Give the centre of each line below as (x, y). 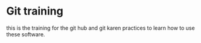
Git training (35, 11)
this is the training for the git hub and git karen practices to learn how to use (101, 28)
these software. (26, 34)
